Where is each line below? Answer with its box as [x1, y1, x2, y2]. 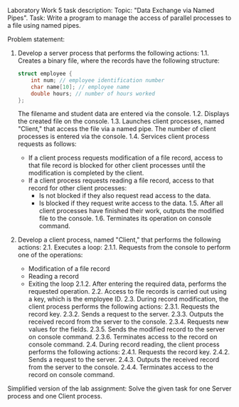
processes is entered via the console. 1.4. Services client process [17, 132, 210, 141]
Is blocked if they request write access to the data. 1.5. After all [38, 199, 223, 207]
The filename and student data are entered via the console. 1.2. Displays [17, 110, 230, 118]
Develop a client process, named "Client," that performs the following [17, 235, 221, 244]
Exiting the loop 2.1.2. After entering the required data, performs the [28, 279, 227, 288]
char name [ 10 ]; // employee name [31, 83, 130, 91]
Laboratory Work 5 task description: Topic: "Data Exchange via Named [7, 6, 215, 14]
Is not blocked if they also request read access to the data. [38, 192, 211, 200]
